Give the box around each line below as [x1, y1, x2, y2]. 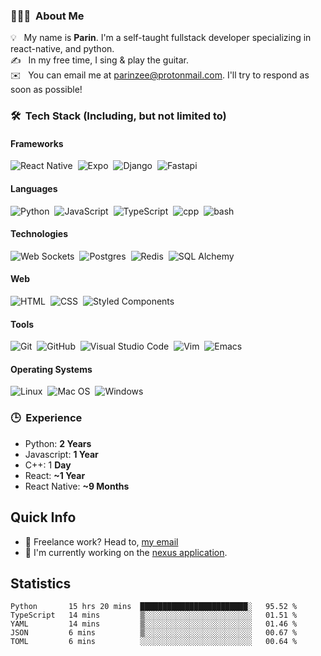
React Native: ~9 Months [24, 480, 130, 492]
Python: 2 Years [24, 437, 92, 449]
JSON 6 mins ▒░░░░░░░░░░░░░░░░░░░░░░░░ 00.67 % [10, 628, 298, 638]
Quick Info [10, 509, 77, 526]
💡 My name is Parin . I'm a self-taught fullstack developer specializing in [10, 32, 312, 44]
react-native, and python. [10, 43, 115, 55]
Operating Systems [10, 363, 93, 375]
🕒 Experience [10, 411, 83, 425]
